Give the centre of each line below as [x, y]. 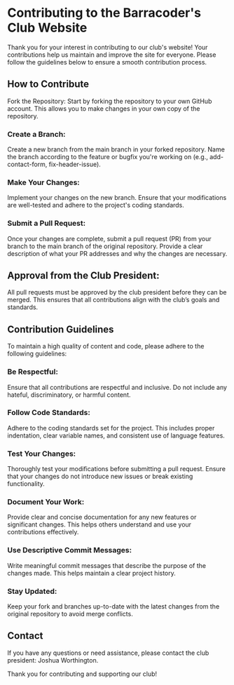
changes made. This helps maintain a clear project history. [92, 573]
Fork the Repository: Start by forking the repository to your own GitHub [110, 101]
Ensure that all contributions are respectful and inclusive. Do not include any [117, 387]
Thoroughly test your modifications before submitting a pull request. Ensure [117, 469]
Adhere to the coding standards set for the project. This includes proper [111, 428]
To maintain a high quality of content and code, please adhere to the [106, 346]
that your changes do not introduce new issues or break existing [100, 476]
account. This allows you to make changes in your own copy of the [104, 108]
